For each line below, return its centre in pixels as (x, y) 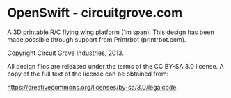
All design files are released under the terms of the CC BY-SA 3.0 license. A (115, 66)
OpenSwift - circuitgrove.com (95, 13)
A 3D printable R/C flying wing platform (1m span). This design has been (111, 32)
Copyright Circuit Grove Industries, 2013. (65, 53)
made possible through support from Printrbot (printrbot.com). (97, 39)
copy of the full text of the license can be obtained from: (88, 74)
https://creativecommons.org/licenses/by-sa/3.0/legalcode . (93, 87)
